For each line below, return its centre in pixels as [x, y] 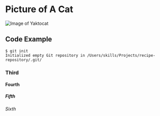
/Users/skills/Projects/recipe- [121, 55]
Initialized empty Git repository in [45, 55]
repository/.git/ [24, 60]
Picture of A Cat [39, 9]
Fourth [12, 85]
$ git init [17, 51]
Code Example [29, 39]
